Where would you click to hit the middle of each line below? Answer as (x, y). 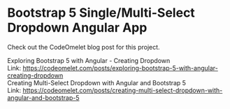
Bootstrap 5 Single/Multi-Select (101, 13)
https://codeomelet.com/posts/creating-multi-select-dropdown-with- (123, 90)
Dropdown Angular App (77, 28)
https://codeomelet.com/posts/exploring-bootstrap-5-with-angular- (120, 68)
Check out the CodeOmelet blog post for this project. (84, 47)
